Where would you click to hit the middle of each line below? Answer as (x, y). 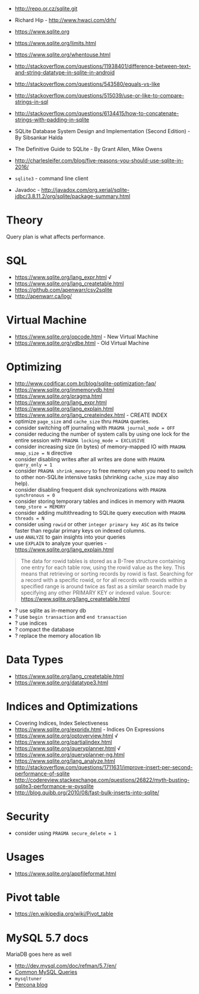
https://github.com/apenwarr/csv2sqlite (64, 290)
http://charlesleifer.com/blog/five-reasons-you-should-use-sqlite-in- (99, 161)
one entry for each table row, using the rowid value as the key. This (103, 567)
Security (28, 816)
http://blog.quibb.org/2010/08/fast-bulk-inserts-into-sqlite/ (87, 792)
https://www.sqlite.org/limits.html (55, 43)
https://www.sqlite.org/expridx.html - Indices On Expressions (89, 729)
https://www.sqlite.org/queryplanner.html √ (67, 748)
